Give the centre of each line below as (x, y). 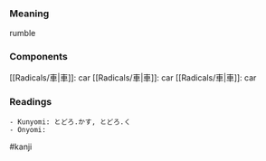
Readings (31, 101)
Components (38, 57)
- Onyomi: (28, 129)
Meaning (29, 14)
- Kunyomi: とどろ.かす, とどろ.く (70, 122)
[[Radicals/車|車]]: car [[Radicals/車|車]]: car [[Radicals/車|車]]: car (133, 77)
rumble (23, 33)
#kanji (21, 147)
